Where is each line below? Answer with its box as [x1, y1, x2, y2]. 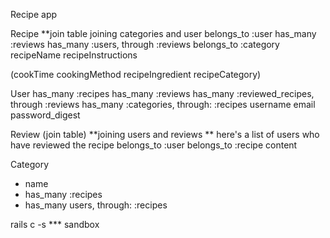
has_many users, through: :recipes [24, 199, 168, 211]
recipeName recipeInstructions [10, 49, 138, 61]
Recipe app [10, 9, 58, 20]
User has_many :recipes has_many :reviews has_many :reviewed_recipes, [10, 88, 315, 99]
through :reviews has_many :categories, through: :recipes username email [10, 99, 316, 110]
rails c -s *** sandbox [10, 219, 100, 230]
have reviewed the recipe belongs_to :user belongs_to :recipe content [10, 139, 298, 151]
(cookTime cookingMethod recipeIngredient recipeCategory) [10, 69, 262, 80]
